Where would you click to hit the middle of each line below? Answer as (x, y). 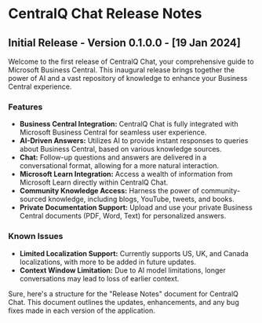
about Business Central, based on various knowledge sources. (120, 149)
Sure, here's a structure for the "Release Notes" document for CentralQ (124, 294)
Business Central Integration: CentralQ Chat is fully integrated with (129, 124)
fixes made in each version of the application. (82, 310)
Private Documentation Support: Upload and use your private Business (136, 207)
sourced (33, 199)
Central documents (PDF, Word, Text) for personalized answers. (123, 216)
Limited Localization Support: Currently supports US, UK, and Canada (134, 253)
